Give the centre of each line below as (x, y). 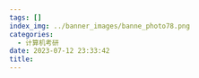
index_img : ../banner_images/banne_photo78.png (100, 26)
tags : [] (26, 17)
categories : (31, 34)
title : (22, 59)
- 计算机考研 (39, 43)
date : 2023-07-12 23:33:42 (60, 51)
